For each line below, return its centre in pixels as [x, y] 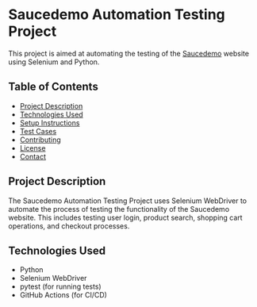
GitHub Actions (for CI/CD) [63, 295]
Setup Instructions [50, 123]
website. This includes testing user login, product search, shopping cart [126, 217]
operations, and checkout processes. [69, 226]
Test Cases [38, 131]
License [33, 148]
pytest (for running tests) [60, 286]
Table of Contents [54, 87]
